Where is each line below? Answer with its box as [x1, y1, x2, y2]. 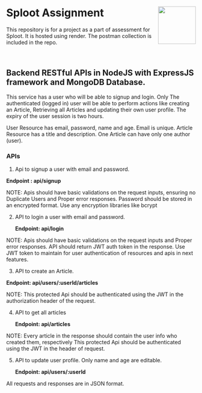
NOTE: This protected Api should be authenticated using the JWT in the [6, 291, 184, 298]
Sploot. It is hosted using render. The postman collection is [6, 32, 152, 39]
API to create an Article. [14, 268, 74, 275]
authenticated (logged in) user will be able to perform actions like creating [6, 99, 190, 107]
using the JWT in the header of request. [6, 345, 105, 352]
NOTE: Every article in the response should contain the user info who [6, 332, 177, 339]
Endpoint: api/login [14, 225, 64, 232]
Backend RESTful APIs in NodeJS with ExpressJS [6, 68, 194, 78]
